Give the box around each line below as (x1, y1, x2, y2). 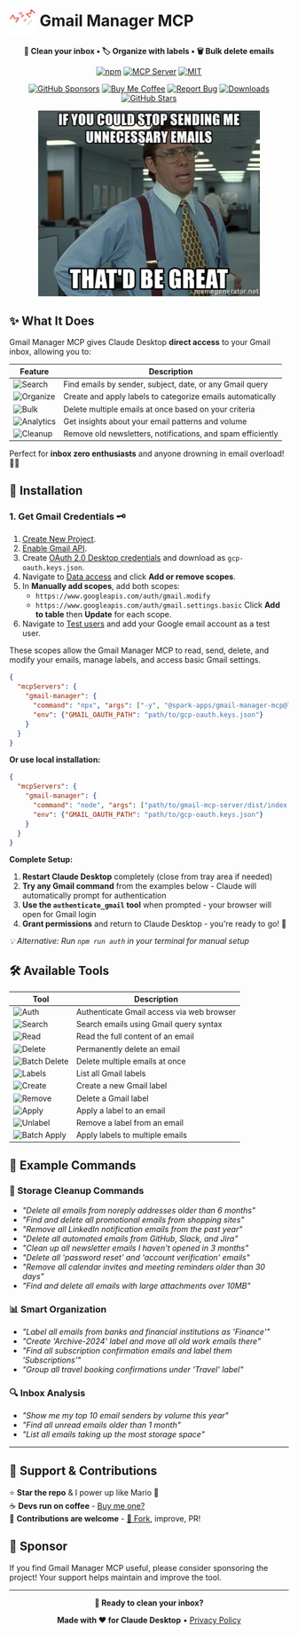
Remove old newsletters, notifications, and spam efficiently (63, 428, 278, 439)
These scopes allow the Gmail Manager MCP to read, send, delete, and (9, 645, 270, 656)
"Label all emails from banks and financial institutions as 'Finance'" (21, 1326, 271, 1337)
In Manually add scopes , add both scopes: (21, 581, 180, 592)
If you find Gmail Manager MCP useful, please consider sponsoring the (9, 1562, 269, 1573)
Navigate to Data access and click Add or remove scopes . (21, 571, 237, 582)
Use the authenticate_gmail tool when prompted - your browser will (21, 899, 272, 910)
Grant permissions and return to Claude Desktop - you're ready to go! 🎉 (21, 918, 287, 930)
